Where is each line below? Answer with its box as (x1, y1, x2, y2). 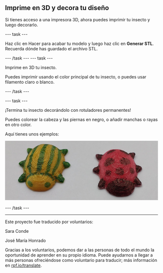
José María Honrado (5, 237, 46, 243)
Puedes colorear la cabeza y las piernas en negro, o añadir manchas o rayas (5, 116, 158, 122)
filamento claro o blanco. (5, 79, 55, 85)
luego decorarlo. (5, 22, 38, 28)
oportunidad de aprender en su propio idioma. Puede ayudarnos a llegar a (5, 252, 153, 258)
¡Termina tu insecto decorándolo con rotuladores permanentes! (5, 107, 131, 113)
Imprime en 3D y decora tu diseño (5, 4, 109, 12)
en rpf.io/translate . (5, 262, 42, 268)
